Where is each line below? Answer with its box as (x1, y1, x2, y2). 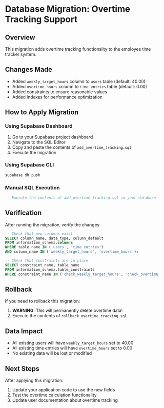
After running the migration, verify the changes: (5, 222, 101, 227)
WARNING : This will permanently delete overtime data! (12, 307, 123, 313)
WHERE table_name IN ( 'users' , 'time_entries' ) (5, 245, 104, 250)
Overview (5, 33, 36, 41)
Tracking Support (5, 14, 78, 25)
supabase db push (5, 172, 41, 178)
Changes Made (5, 65, 52, 74)
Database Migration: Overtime (5, 3, 130, 15)
